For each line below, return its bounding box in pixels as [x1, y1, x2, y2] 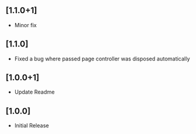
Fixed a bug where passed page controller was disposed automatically [14, 55, 191, 62]
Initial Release [14, 122, 49, 129]
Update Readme [14, 88, 55, 96]
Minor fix [14, 21, 37, 28]
